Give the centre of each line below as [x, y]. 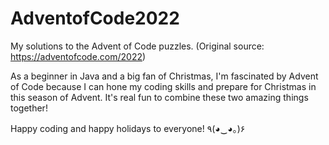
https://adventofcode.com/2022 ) [78, 56]
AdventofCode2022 [95, 18]
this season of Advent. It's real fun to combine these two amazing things [159, 97]
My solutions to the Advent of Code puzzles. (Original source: [137, 46]
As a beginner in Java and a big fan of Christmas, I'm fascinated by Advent [164, 76]
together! [29, 108]
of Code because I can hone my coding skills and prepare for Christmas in [163, 86]
